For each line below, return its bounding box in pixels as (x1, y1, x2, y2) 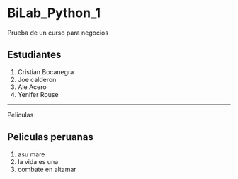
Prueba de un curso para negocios (7, 28, 108, 37)
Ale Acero (17, 83, 47, 91)
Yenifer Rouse (17, 90, 59, 98)
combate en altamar (17, 165, 76, 173)
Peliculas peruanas (7, 131, 93, 143)
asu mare (17, 150, 45, 158)
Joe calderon (17, 75, 57, 83)
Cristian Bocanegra (17, 67, 74, 76)
